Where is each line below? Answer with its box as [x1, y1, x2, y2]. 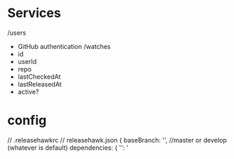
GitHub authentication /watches [17, 42, 112, 50]
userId [17, 57, 37, 65]
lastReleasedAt [17, 79, 62, 88]
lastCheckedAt [17, 72, 61, 81]
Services [7, 5, 62, 21]
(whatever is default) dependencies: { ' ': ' [7, 143, 129, 152]
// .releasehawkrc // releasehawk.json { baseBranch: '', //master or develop [7, 136, 228, 144]
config [7, 112, 47, 128]
